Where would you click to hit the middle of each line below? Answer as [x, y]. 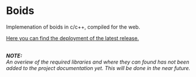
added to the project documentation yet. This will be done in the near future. [98, 68]
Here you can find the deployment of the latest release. [73, 38]
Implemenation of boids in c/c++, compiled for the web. [73, 27]
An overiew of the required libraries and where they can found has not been [98, 62]
